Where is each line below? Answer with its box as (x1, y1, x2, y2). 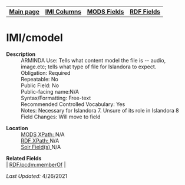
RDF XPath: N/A (21, 137, 60, 144)
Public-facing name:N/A (21, 88, 80, 95)
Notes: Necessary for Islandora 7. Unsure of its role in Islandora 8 (21, 107, 180, 114)
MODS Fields (87, 8, 124, 15)
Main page (9, 8, 39, 15)
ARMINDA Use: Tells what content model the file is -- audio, (21, 57, 166, 64)
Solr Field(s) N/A (21, 143, 61, 150)
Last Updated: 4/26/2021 (6, 172, 68, 179)
